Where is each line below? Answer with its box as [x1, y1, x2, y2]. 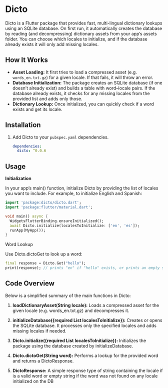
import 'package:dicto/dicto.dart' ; [5, 200, 81, 205]
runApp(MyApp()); [9, 227, 46, 233]
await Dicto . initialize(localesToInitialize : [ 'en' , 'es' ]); [9, 223, 140, 228]
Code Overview [5, 279, 55, 288]
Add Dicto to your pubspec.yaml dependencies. [12, 134, 109, 140]
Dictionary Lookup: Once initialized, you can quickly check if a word [12, 101, 154, 107]
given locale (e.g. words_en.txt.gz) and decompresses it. [12, 307, 129, 313]
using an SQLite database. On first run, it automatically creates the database [5, 25, 162, 31]
